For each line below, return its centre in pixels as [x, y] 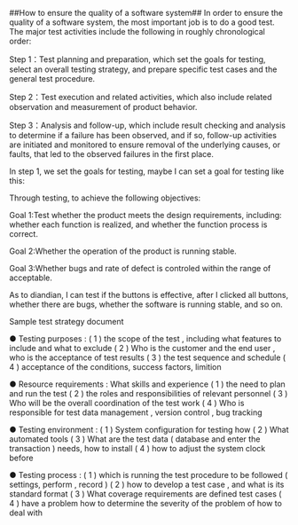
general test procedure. [52, 78]
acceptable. [31, 278]
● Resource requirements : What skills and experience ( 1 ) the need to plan [147, 384]
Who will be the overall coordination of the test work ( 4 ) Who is [127, 403]
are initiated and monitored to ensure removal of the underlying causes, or [145, 145]
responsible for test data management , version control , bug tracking [136, 412]
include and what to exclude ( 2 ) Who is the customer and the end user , [142, 348]
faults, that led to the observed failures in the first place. [112, 154]
